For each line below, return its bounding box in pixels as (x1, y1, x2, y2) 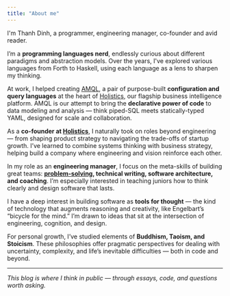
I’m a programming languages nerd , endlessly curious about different (7, 49, 205, 58)
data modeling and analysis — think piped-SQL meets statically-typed (7, 106, 205, 114)
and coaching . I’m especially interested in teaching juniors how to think (7, 176, 209, 185)
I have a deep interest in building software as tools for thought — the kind (7, 197, 216, 206)
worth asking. (7, 281, 46, 289)
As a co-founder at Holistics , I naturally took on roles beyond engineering (7, 127, 216, 135)
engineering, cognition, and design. (7, 219, 107, 227)
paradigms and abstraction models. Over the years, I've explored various (7, 56, 213, 65)
